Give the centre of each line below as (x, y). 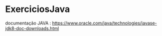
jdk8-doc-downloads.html (32, 28)
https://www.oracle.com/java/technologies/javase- (104, 23)
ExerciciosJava (38, 9)
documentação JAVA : (28, 23)
